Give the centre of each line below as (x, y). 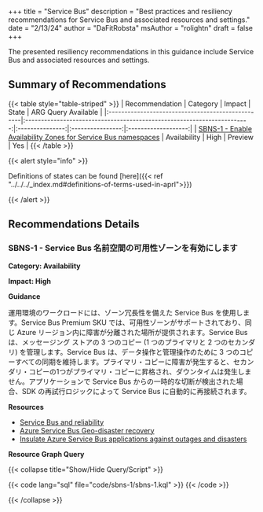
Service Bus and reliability (62, 422)
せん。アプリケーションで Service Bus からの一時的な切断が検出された (122, 381)
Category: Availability (44, 266)
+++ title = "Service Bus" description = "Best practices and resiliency (121, 11)
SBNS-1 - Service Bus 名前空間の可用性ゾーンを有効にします (123, 249)
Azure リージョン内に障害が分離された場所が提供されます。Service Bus (132, 332)
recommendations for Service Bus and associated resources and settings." (129, 20)
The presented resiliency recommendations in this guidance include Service (131, 52)
